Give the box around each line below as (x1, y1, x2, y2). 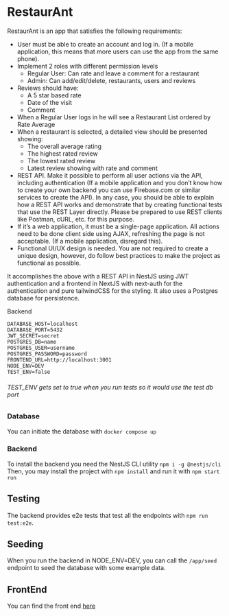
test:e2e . (7, 519, 34, 527)
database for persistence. (7, 294, 80, 302)
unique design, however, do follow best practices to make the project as (16, 251, 221, 259)
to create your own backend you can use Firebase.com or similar (16, 186, 201, 194)
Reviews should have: (16, 84, 79, 92)
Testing (7, 493, 40, 505)
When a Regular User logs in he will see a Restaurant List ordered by (16, 112, 211, 121)
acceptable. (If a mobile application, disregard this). (16, 237, 163, 245)
